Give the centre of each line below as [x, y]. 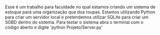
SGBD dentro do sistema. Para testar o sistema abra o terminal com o [74, 22]
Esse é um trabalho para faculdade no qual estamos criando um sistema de [80, 7]
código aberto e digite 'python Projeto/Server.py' [54, 27]
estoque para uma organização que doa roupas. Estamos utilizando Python [80, 12]
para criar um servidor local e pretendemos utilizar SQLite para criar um [77, 17]
